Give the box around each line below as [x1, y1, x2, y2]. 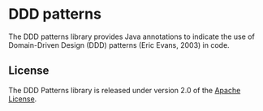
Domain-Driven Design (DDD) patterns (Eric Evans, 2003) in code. [8, 40, 230, 49]
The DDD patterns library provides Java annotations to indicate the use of [8, 32, 256, 41]
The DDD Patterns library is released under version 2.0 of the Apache [8, 85, 241, 95]
